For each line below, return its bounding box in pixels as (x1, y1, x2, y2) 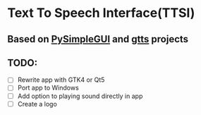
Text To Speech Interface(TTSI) (7, 5, 195, 21)
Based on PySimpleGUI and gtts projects (7, 33, 189, 45)
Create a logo (17, 99, 58, 108)
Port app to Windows (17, 83, 79, 92)
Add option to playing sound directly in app (17, 92, 143, 100)
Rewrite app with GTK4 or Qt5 (17, 75, 105, 84)
